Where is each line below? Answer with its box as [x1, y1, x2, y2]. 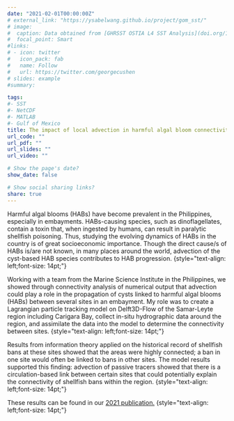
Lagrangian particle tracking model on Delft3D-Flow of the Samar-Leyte [7, 305, 214, 313]
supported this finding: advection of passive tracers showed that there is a [7, 362, 221, 371]
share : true [7, 190, 42, 197]
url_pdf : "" [7, 139, 42, 146]
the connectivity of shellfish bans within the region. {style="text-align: [7, 377, 208, 385]
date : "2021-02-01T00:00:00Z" [7, 10, 95, 17]
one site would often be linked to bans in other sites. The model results [7, 355, 210, 363]
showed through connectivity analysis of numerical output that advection [7, 282, 217, 291]
